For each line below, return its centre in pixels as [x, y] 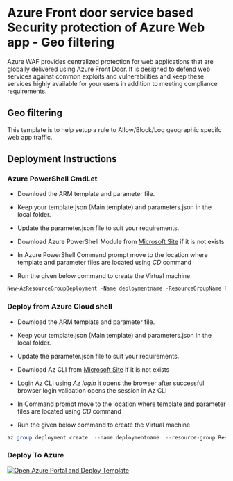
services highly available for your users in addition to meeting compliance [112, 83]
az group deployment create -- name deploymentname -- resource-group [111, 437]
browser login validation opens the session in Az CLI [92, 390]
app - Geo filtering [61, 42]
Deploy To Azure [36, 455]
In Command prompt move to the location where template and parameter [122, 404]
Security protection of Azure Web [106, 27]
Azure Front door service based [101, 13]
